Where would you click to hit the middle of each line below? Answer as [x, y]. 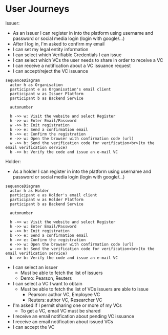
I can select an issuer [35, 267]
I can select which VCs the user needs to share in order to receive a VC [88, 60]
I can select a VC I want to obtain [48, 283]
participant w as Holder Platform [47, 199]
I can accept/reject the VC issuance [50, 71]
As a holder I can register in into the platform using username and [82, 171]
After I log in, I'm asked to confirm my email [59, 43]
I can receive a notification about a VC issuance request [72, 65]
